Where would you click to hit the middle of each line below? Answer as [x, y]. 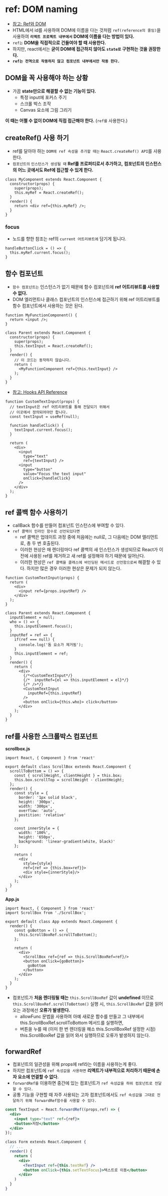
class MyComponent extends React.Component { [53, 179]
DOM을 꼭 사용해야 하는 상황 [47, 78]
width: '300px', [35, 806]
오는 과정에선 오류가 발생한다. [41, 1010]
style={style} [38, 864]
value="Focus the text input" [55, 474]
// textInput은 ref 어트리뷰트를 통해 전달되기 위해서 [60, 407]
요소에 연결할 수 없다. [38, 1077]
